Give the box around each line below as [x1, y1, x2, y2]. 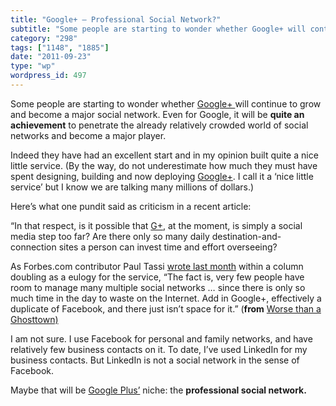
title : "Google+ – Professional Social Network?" [10, 14, 222, 25]
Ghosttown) [10, 313, 59, 325]
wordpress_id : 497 [10, 71, 87, 81]
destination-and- [211, 230, 282, 242]
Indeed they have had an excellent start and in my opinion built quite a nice [10, 149, 319, 161]
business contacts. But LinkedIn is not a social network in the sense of [10, 354, 300, 366]
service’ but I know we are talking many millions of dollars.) [10, 181, 255, 193]
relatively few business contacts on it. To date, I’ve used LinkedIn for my [10, 343, 308, 355]
